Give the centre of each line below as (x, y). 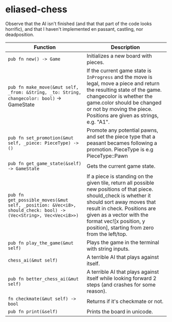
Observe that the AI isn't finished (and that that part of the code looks (79, 24)
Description (125, 47)
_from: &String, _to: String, (45, 92)
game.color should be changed (124, 103)
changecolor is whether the (120, 96)
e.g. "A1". (98, 122)
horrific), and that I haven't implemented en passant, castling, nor (74, 29)
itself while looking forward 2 (122, 278)
